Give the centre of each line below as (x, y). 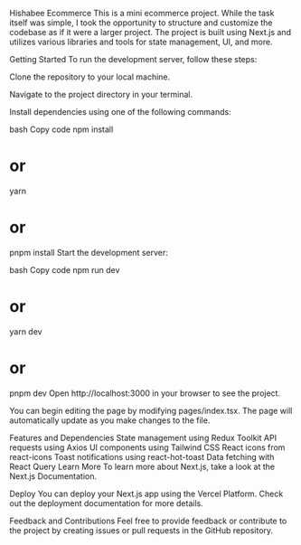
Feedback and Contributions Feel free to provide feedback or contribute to (148, 521)
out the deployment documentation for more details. (106, 503)
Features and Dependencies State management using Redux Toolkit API (143, 437)
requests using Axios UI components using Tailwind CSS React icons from (147, 447)
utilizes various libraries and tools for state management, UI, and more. (141, 42)
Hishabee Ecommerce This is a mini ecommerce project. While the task (142, 13)
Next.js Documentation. (53, 476)
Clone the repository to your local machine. (90, 77)
